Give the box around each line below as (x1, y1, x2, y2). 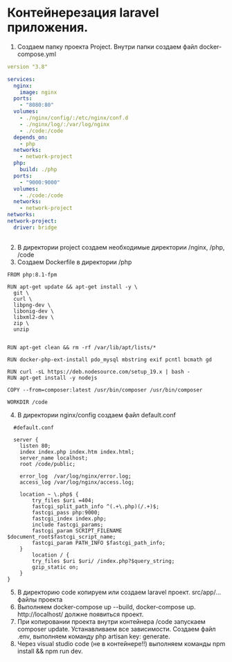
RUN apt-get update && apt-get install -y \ (7, 283, 138, 290)
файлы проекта (17, 595, 63, 604)
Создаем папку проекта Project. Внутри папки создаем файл (17, 42, 198, 51)
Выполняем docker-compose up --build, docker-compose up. (17, 602, 196, 611)
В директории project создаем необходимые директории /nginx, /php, (17, 243, 225, 251)
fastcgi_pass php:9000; (32, 509, 100, 516)
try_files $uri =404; (32, 497, 95, 504)
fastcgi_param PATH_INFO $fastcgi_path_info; (32, 539, 166, 546)
